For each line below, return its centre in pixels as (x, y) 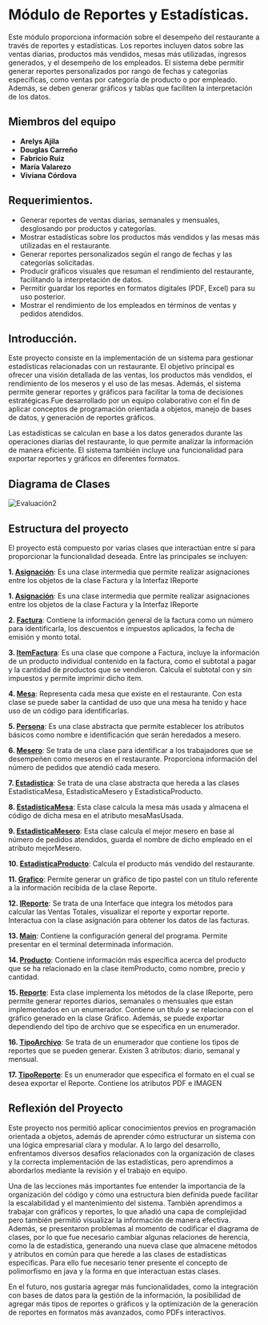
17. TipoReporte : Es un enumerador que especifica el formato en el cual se (132, 1075)
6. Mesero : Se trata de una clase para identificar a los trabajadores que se (131, 750)
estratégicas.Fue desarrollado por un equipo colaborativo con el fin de (124, 401)
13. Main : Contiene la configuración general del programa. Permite (118, 936)
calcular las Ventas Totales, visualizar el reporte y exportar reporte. (119, 912)
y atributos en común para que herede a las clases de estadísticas (118, 1254)
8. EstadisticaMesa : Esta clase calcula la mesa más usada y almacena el (129, 807)
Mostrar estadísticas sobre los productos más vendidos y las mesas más (140, 237)
